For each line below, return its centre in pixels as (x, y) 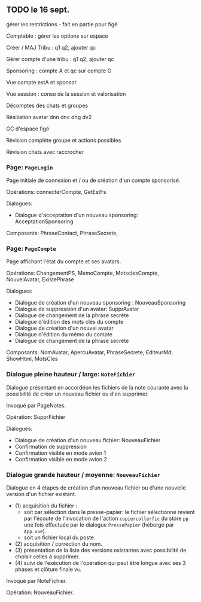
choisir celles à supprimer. (47, 557)
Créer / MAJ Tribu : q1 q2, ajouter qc (51, 47)
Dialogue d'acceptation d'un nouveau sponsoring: (77, 215)
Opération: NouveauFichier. (40, 592)
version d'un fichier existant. (41, 494)
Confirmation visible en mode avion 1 (60, 453)
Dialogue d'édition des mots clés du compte (69, 322)
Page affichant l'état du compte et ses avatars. (64, 262)
